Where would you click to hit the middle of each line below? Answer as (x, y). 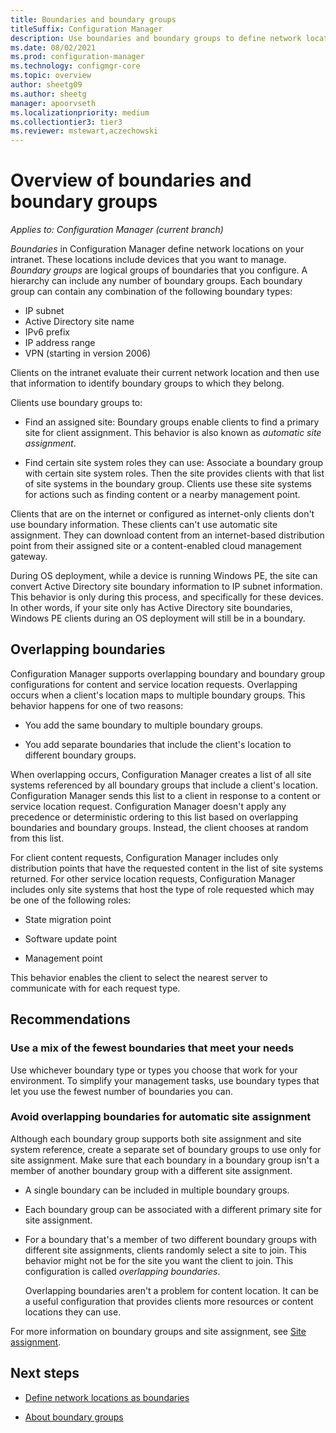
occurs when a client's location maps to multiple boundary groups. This (158, 695)
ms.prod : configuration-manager (77, 57)
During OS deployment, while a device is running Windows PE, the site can (164, 576)
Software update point (71, 938)
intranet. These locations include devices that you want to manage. (148, 260)
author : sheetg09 (46, 85)
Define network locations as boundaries (107, 1397)
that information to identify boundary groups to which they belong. (147, 383)
